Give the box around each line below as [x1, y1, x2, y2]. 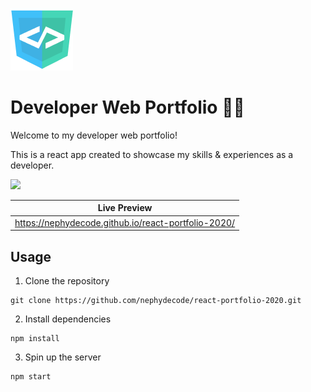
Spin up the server [24, 351, 102, 363]
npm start [10, 372, 52, 382]
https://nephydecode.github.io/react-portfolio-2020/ [14, 216, 236, 228]
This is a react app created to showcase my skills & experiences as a [10, 148, 294, 160]
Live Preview [97, 202, 153, 214]
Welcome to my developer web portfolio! [10, 129, 178, 141]
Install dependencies [24, 313, 112, 325]
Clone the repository [24, 275, 110, 287]
